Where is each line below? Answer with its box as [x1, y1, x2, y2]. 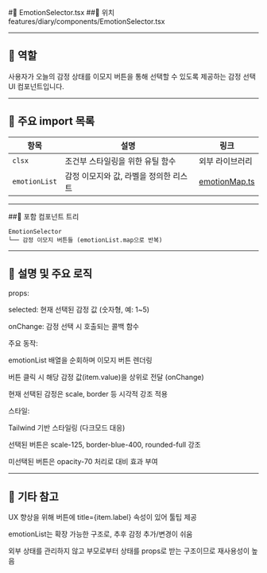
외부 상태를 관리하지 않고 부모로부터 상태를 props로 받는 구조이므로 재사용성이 [8, 546, 250, 556]
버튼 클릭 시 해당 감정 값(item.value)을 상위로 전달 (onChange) [8, 373, 204, 382]
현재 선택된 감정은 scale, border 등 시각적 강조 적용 [8, 389, 168, 399]
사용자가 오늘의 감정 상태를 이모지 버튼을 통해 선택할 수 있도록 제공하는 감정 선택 [8, 72, 257, 81]
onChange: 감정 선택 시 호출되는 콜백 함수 [8, 322, 140, 331]
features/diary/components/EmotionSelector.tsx [8, 17, 165, 26]
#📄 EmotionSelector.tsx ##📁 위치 [8, 8, 115, 17]
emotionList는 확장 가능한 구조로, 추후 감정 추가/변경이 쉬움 [8, 529, 193, 539]
